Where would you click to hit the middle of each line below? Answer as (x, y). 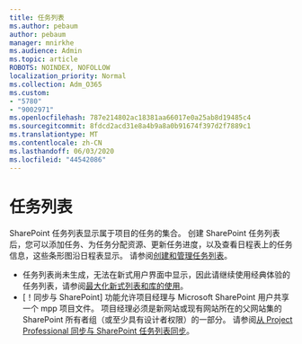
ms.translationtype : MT (54, 135)
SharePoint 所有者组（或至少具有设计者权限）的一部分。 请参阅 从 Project (157, 320)
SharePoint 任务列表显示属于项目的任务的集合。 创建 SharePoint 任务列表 (145, 234)
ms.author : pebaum (44, 26)
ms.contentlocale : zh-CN (56, 143)
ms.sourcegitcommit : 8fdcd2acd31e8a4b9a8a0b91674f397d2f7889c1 (130, 127)
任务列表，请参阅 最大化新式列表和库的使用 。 (105, 286)
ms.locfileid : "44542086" (58, 159)
